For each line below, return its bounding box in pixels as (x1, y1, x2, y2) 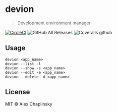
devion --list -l (5, 61, 41, 66)
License (5, 88, 30, 96)
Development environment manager (17, 20, 91, 26)
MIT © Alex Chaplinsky (5, 101, 53, 107)
